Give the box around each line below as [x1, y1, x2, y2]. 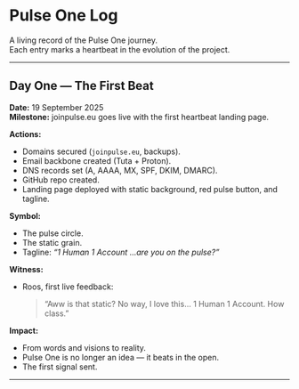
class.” [44, 308, 69, 319]
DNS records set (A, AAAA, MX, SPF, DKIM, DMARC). [21, 165, 218, 175]
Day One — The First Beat [9, 78, 154, 93]
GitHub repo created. [21, 174, 100, 185]
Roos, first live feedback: [21, 281, 114, 292]
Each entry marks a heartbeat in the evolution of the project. [9, 44, 230, 54]
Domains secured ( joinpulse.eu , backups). [21, 146, 181, 157]
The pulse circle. [21, 228, 84, 239]
